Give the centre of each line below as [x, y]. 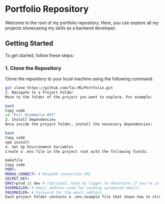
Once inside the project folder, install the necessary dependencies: [79, 124]
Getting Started [29, 44]
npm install [17, 142]
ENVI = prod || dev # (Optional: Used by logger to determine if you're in [82, 183]
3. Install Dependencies [30, 120]
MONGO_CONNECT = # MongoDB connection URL [48, 174]
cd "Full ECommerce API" [30, 115]
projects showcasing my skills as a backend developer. [61, 28]
